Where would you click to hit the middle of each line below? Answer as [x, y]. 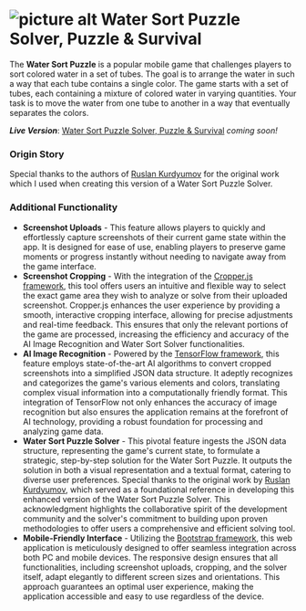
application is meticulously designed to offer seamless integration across [159, 547]
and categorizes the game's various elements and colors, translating [151, 383]
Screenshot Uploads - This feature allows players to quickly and [144, 227]
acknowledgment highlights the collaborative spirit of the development [155, 509]
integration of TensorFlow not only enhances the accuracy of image [150, 402]
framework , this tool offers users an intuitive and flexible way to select [154, 285]
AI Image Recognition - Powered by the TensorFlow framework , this [151, 353]
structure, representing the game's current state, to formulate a [141, 450]
